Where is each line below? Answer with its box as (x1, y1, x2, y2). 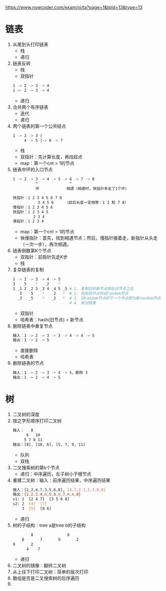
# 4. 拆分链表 (69, 300, 96, 306)
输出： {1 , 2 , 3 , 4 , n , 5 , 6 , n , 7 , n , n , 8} (12, 492, 81, 497)
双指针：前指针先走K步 (20, 254, 68, 260)
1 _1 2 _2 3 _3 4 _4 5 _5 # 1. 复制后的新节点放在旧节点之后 (12, 286, 134, 291)
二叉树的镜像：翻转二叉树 (12, 563, 66, 569)
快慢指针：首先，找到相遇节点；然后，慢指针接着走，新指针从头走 (20, 235, 158, 241)
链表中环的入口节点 (12, 167, 53, 173)
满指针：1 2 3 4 (12, 219, 44, 224)
